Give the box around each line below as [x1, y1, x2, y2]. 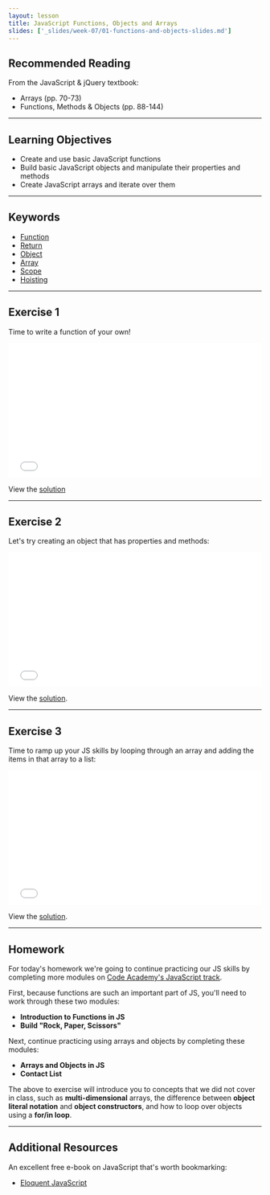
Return [19, 240, 43, 250]
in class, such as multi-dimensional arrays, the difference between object [8, 1093, 256, 1103]
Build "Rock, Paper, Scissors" [19, 1020, 121, 1030]
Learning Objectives [8, 133, 112, 146]
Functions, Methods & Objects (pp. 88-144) [19, 102, 164, 112]
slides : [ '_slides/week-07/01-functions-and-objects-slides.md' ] [8, 27, 231, 35]
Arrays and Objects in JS [19, 1061, 105, 1070]
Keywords [8, 211, 60, 224]
